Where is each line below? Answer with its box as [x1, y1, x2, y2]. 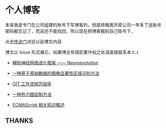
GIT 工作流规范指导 [12, 80, 52, 87]
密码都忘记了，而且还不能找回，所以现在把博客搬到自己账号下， [5, 28, 135, 34]
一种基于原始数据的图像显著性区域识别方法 [12, 70, 100, 76]
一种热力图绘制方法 [12, 91, 52, 97]
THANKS [5, 117, 34, 125]
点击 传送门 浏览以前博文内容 [5, 38, 62, 45]
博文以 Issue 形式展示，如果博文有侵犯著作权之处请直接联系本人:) [5, 49, 139, 55]
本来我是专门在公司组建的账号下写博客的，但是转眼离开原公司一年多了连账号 [5, 22, 162, 28]
